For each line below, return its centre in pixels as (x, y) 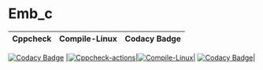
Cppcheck (32, 39)
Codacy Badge (153, 39)
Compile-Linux (88, 39)
